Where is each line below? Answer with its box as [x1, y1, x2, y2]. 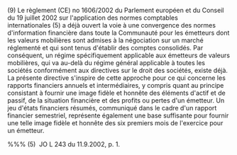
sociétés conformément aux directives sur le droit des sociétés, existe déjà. [7, 67, 228, 74]
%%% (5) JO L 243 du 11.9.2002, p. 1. [7, 140, 121, 148]
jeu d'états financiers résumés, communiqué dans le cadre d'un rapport [7, 104, 217, 112]
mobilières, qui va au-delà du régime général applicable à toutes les [7, 59, 206, 67]
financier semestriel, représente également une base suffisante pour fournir [7, 111, 229, 120]
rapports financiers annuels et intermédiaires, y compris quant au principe [7, 81, 224, 89]
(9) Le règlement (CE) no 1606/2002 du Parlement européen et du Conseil [7, 6, 224, 14]
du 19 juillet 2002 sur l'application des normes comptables [7, 13, 179, 22]
